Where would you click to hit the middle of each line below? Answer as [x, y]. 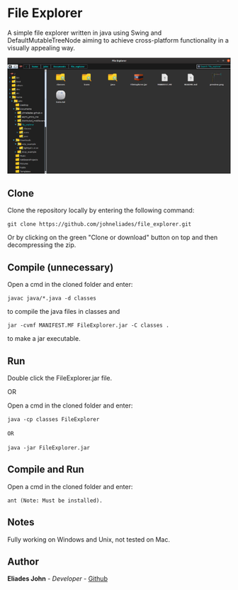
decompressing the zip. [42, 245]
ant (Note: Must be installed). [55, 501]
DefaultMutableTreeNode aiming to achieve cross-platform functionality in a [118, 40]
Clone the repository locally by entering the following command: [101, 210]
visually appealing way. [41, 48]
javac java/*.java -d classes [52, 299]
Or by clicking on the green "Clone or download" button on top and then [113, 237]
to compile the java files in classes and [64, 312]
